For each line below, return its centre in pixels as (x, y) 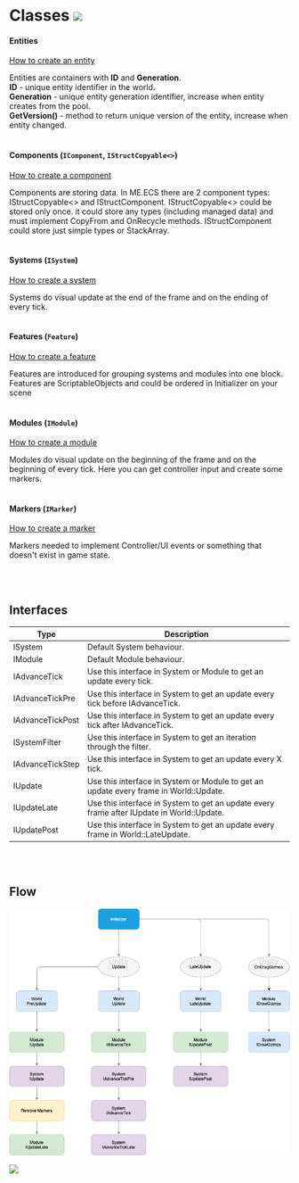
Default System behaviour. (136, 647)
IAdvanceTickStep (46, 764)
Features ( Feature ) (44, 336)
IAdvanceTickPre (44, 699)
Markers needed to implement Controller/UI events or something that (136, 546)
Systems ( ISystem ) (44, 261)
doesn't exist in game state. (60, 555)
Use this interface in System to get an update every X (185, 759)
